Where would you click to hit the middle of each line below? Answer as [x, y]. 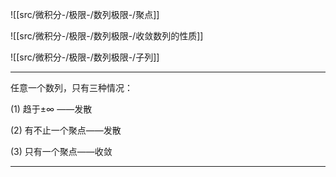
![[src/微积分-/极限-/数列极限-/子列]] [85, 57]
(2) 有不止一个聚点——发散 [66, 130]
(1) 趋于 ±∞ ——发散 [51, 109]
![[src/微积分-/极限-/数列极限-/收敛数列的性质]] [107, 36]
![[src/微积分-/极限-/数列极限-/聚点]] [85, 14]
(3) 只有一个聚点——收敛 [61, 151]
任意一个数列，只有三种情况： [71, 87]
